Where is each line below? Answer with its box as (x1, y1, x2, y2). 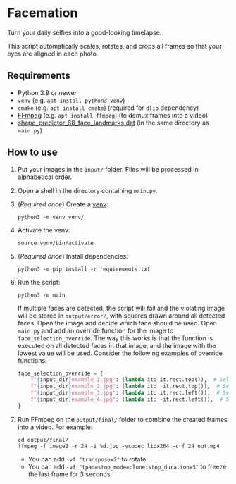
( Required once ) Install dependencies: (17, 252, 128, 260)
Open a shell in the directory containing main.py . (17, 186, 158, 194)
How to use (7, 147, 58, 159)
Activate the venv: (17, 225, 70, 234)
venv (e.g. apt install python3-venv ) (17, 96, 125, 104)
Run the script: (17, 278, 61, 286)
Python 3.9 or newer (17, 88, 77, 97)
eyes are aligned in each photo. (7, 49, 99, 58)
